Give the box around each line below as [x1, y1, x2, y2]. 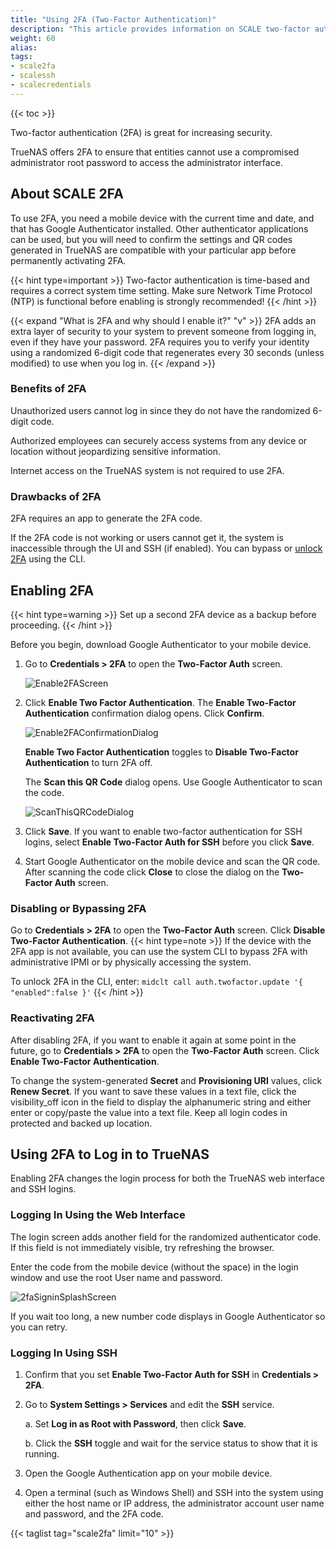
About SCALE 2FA [10, 186, 124, 203]
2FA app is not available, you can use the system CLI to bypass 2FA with [10, 946, 308, 958]
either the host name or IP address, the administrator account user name [24, 1497, 325, 1509]
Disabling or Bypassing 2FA [10, 901, 147, 915]
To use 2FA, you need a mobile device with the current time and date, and [10, 212, 315, 224]
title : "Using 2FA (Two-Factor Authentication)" [10, 14, 217, 25]
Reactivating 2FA [10, 1011, 95, 1025]
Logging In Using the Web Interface [10, 1208, 186, 1222]
